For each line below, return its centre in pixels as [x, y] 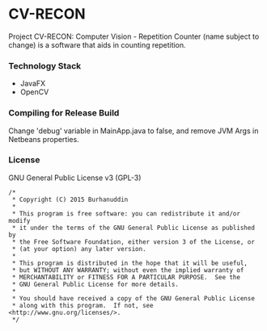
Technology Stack [45, 65]
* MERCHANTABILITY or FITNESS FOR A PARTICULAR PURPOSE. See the [126, 277]
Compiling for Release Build [64, 113]
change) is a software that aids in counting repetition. [97, 44]
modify [19, 220]
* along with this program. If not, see [83, 305]
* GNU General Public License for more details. [95, 284]
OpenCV [34, 92]
